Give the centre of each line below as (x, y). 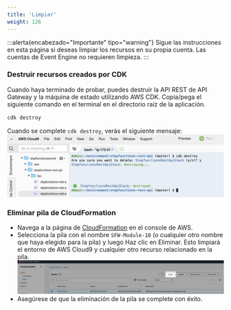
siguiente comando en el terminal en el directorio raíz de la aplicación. (107, 104)
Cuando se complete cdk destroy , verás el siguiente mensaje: (95, 131)
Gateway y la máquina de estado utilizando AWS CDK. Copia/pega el (104, 97)
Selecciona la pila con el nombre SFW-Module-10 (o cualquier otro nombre (120, 235)
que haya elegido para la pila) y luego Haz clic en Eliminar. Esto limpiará (119, 242)
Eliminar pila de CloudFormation (62, 212)
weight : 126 (24, 22)
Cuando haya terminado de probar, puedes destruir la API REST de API (107, 89)
